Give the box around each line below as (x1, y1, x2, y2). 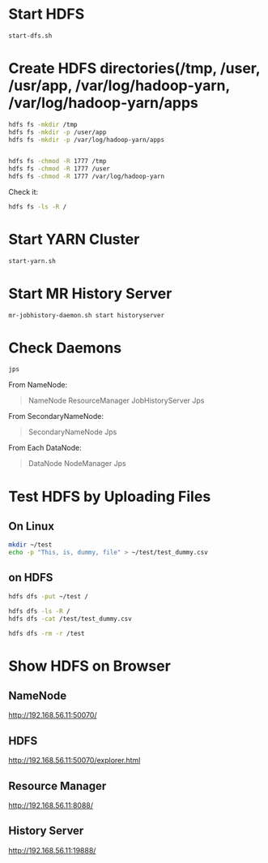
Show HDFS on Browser (8, 657, 172, 675)
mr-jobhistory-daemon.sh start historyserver (8, 311, 164, 319)
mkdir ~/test (8, 541, 53, 549)
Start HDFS (8, 5, 85, 24)
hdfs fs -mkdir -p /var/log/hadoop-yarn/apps (8, 136, 164, 144)
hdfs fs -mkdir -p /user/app (8, 127, 107, 136)
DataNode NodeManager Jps (28, 459, 127, 468)
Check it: (8, 188, 39, 196)
